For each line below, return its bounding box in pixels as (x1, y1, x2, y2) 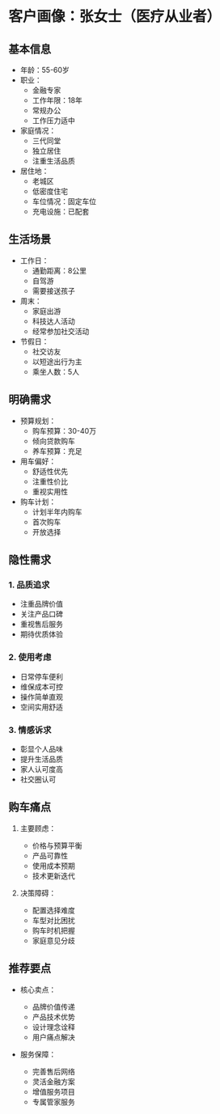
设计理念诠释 (32, 1022, 75, 1031)
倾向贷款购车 (32, 436, 75, 446)
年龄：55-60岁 (19, 66, 70, 74)
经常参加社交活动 (32, 326, 90, 336)
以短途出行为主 (32, 357, 82, 366)
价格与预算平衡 (32, 841, 82, 850)
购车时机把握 (32, 926, 75, 935)
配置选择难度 (32, 905, 75, 915)
